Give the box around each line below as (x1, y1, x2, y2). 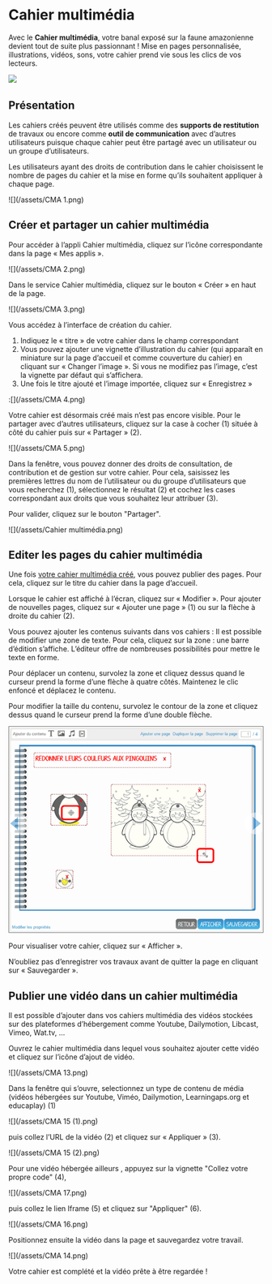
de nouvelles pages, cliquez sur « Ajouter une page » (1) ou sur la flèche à (8, 603, 256, 612)
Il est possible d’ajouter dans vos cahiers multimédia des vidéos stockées (8, 1010, 253, 1020)
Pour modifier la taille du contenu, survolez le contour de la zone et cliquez (8, 702, 258, 711)
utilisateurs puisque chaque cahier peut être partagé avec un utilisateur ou (8, 137, 257, 147)
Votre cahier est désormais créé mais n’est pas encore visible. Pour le (8, 410, 241, 419)
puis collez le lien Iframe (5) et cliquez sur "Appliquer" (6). (8, 1203, 202, 1213)
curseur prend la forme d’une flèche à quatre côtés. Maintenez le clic (8, 677, 239, 687)
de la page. (8, 288, 46, 298)
